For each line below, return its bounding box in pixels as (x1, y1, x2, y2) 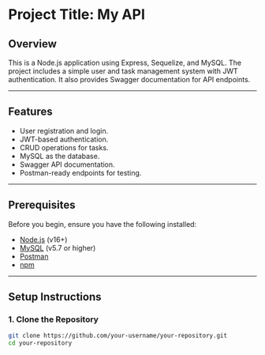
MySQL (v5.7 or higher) (19, 243, 96, 252)
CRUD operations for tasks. (19, 142, 109, 152)
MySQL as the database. (19, 151, 100, 161)
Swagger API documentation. (19, 160, 116, 169)
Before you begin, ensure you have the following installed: (8, 219, 197, 228)
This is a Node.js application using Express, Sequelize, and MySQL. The (8, 58, 242, 67)
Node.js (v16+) (19, 235, 68, 244)
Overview (8, 37, 58, 51)
